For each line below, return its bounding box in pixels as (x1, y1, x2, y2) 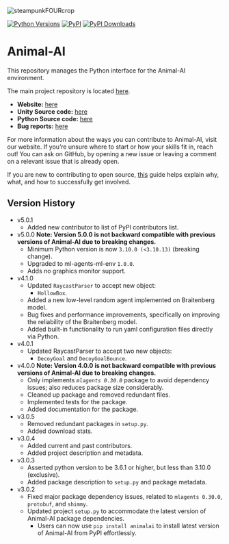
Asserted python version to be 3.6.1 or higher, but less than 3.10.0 (27, 463, 211, 471)
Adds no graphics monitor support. (27, 267, 126, 275)
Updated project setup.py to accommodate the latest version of (27, 507, 206, 515)
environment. (7, 73, 44, 82)
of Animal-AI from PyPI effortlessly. (37, 528, 137, 537)
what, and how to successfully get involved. (7, 177, 131, 186)
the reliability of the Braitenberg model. (27, 317, 137, 325)
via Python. (27, 332, 59, 341)
